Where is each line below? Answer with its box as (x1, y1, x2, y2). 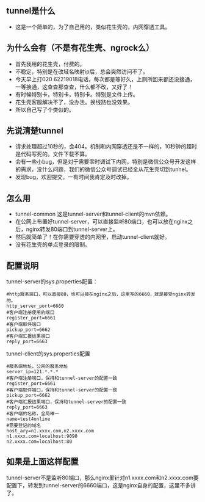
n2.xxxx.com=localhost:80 (6, 438, 72, 445)
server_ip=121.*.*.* (6, 369, 59, 375)
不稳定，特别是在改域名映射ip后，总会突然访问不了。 (15, 68, 148, 75)
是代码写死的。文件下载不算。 (15, 150, 90, 158)
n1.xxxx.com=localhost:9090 (6, 433, 78, 440)
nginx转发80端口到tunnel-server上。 (26, 225, 118, 233)
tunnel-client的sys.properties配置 (6, 350, 90, 357)
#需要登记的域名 (6, 423, 41, 429)
